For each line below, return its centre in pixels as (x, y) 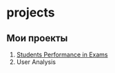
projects (31, 13)
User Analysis (36, 62)
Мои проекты (37, 38)
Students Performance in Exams (62, 54)
